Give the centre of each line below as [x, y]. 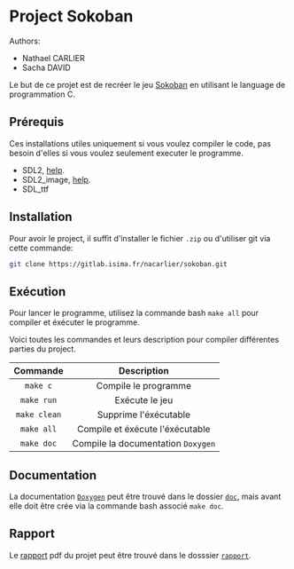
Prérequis [37, 122]
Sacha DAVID [46, 67]
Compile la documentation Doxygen [144, 444]
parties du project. [43, 349]
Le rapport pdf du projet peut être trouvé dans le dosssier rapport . [130, 555]
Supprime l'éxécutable [143, 415]
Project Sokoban [71, 16]
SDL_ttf [35, 189]
